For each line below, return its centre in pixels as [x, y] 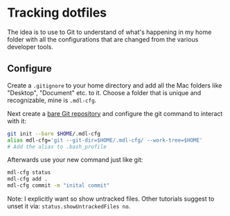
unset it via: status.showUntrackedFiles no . [69, 206]
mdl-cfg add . [28, 179]
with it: [17, 121]
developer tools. [30, 47]
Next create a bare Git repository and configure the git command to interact [115, 113]
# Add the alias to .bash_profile [57, 147]
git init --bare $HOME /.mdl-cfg [54, 133]
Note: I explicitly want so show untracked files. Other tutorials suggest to [111, 199]
